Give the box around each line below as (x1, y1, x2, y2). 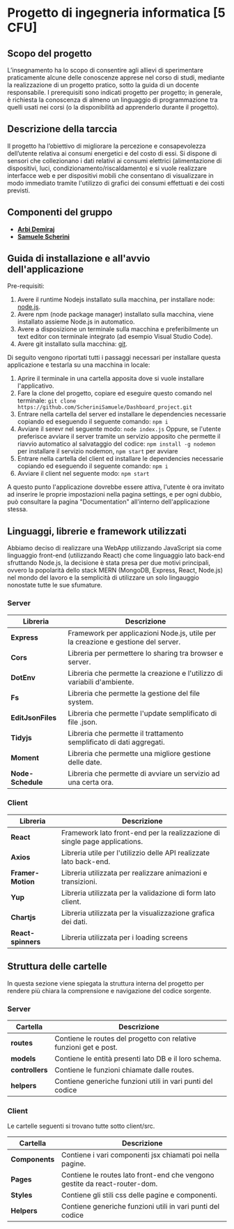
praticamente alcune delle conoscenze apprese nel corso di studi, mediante (7, 73, 225, 82)
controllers (10, 1065, 48, 1075)
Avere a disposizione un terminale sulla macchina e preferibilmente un (17, 325, 219, 333)
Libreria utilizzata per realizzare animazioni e (61, 868, 208, 877)
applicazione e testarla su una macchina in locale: (7, 361, 150, 369)
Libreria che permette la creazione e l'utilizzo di (68, 668, 223, 678)
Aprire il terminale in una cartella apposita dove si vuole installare (17, 375, 204, 383)
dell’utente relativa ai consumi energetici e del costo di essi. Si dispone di (7, 149, 217, 158)
